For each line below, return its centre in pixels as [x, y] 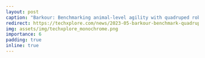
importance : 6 [24, 34]
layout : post [22, 12]
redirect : [18, 23]
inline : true [22, 46]
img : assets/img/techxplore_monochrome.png [62, 29]
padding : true [24, 40]
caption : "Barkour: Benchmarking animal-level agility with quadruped [98, 18]
